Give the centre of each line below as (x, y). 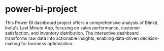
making (13, 43)
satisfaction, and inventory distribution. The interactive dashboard (72, 33)
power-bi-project (41, 9)
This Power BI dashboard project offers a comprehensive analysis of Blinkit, (82, 23)
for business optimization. (47, 43)
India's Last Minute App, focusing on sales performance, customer (73, 27)
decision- (150, 38)
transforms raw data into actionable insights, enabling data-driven (72, 38)
